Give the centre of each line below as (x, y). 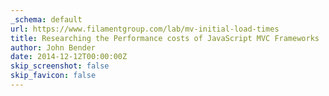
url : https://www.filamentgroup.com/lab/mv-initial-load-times (145, 29)
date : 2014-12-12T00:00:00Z (69, 57)
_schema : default (46, 19)
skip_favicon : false (53, 76)
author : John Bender (53, 47)
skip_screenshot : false (60, 66)
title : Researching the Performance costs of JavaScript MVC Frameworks (165, 38)
